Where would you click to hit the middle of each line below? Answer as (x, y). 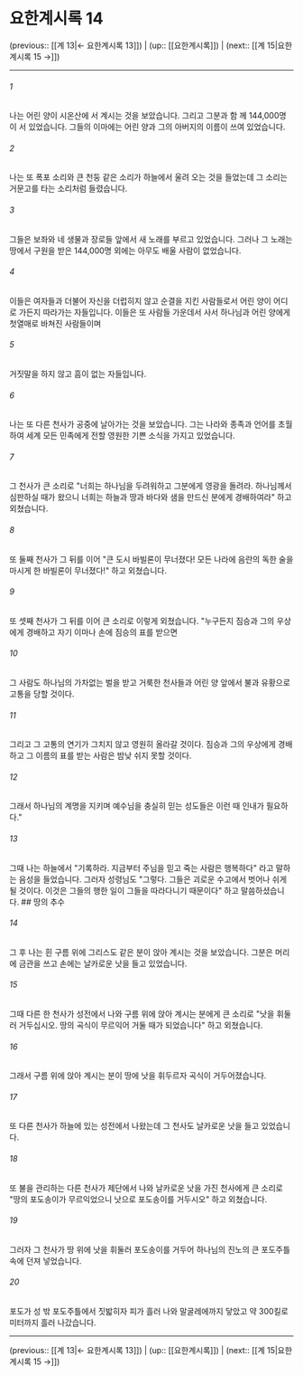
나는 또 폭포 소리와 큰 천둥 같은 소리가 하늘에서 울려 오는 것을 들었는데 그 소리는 (149, 177)
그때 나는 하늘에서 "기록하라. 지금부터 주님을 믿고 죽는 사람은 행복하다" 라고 (142, 868)
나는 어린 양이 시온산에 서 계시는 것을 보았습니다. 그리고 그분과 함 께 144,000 (144, 116)
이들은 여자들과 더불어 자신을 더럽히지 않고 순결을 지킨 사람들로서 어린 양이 (141, 300)
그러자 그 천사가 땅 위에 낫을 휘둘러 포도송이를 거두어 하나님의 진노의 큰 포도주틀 (150, 1249)
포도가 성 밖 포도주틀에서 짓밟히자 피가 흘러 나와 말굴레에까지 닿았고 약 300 (142, 1311)
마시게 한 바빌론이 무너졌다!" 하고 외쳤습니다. (88, 570)
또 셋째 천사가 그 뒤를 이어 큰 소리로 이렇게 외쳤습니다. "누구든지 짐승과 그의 (142, 621)
